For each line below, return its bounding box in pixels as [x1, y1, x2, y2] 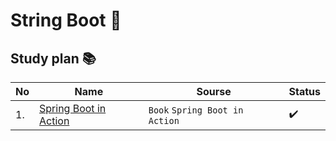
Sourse [196, 85, 232, 98]
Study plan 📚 [10, 50, 97, 67]
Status [288, 85, 321, 98]
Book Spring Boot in [148, 105, 244, 116]
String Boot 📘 [10, 9, 122, 32]
